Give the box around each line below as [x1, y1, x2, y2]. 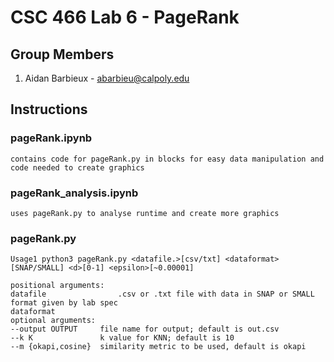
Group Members [10, 46, 115, 63]
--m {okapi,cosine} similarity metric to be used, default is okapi [10, 342, 307, 352]
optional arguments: [10, 316, 97, 326]
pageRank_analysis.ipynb [10, 186, 139, 200]
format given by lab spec [10, 298, 118, 308]
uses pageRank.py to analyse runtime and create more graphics [10, 208, 280, 218]
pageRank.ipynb [10, 131, 93, 145]
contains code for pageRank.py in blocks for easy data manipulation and [10, 154, 325, 164]
